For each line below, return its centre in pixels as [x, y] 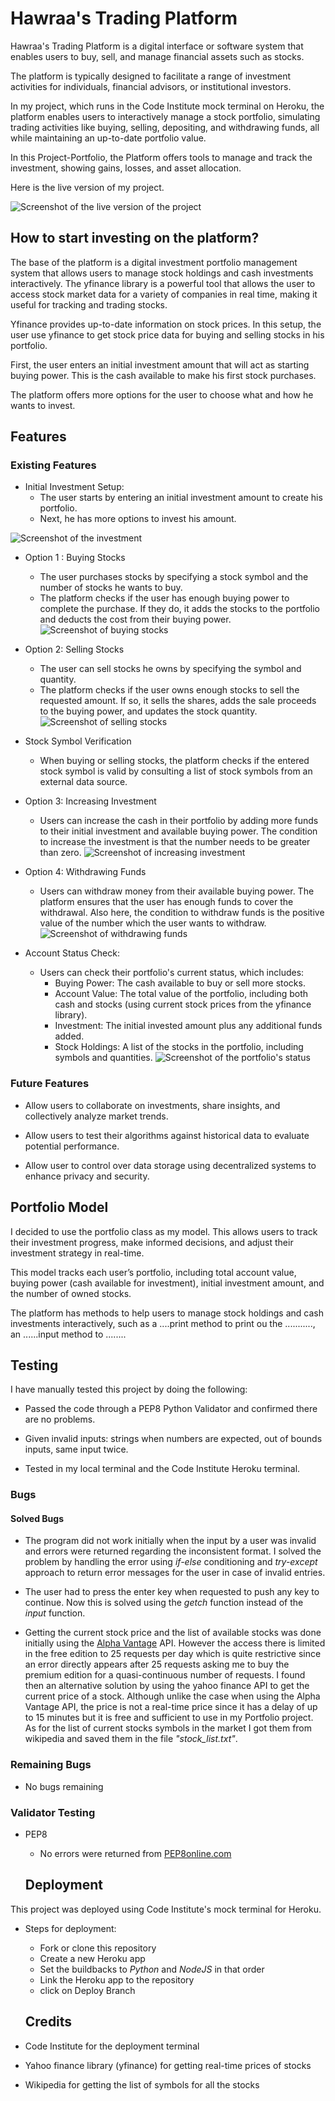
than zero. [60, 853]
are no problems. [60, 1419]
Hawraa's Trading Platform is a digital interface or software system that [157, 46]
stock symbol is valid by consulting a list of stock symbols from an [176, 771]
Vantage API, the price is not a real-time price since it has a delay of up [171, 1707]
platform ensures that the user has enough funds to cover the [166, 902]
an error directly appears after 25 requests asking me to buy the [157, 1664]
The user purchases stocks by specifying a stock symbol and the [174, 577]
